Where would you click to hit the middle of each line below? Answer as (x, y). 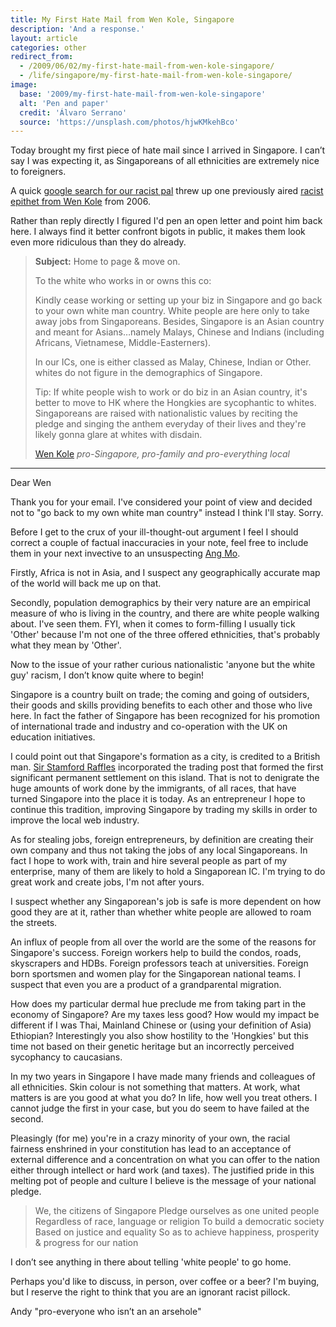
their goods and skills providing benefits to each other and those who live (161, 705)
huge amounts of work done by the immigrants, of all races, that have (153, 788)
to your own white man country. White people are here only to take (172, 311)
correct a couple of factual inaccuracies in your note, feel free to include (159, 543)
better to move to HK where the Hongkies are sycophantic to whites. (175, 403)
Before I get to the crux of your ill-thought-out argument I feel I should (154, 532)
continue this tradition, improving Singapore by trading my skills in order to (164, 810)
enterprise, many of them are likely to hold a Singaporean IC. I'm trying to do (168, 872)
